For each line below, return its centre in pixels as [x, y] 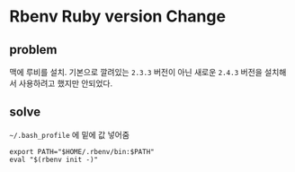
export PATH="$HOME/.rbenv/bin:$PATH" [82, 151]
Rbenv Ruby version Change [118, 17]
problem [33, 50]
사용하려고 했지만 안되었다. [66, 83]
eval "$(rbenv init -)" [54, 159]
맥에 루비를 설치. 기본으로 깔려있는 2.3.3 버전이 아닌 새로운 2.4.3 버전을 [136, 72]
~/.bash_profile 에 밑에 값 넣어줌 [70, 134]
